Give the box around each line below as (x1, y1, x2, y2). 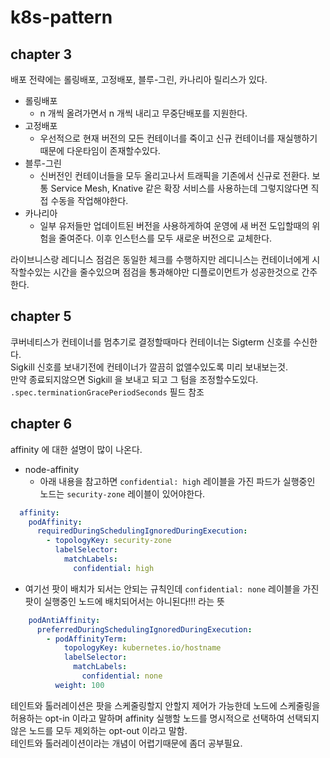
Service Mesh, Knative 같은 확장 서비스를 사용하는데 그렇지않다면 (50, 182, 309, 194)
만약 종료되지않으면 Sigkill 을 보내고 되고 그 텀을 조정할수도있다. (10, 373, 259, 385)
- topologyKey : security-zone (46, 536, 172, 546)
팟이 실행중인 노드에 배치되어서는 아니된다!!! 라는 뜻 (24, 595, 225, 607)
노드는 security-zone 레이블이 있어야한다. (39, 487, 206, 500)
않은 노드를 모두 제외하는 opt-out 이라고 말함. (10, 724, 188, 736)
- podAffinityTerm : (46, 634, 128, 644)
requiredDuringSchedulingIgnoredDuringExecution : (36, 526, 248, 536)
